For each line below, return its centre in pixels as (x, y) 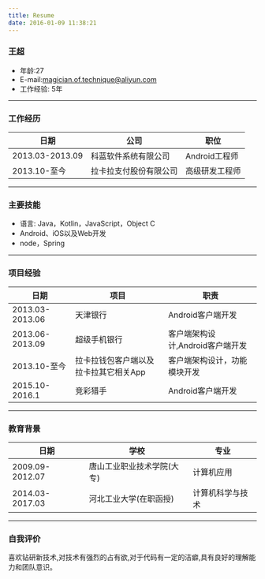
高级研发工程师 (213, 171)
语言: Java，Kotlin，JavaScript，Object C (87, 224)
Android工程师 (212, 156)
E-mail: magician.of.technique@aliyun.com (88, 79)
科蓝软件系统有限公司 (130, 156)
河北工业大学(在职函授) (132, 499)
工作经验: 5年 (41, 88)
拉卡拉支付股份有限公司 (134, 171)
